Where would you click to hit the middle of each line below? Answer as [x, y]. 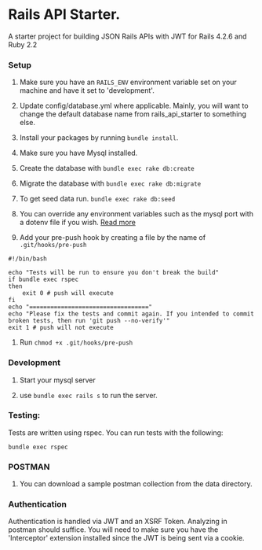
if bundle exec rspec [44, 280]
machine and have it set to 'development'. [87, 90]
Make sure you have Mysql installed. [78, 153]
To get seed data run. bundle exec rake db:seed [97, 199]
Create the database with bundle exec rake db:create [107, 168]
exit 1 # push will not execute [61, 328]
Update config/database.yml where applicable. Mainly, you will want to [134, 106]
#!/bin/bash [27, 259]
